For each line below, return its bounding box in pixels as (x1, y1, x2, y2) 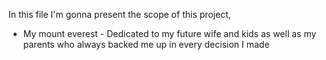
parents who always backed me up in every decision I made (22, 39, 270, 50)
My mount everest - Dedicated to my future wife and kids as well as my (22, 28, 317, 39)
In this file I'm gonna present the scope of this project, (8, 9, 231, 20)
